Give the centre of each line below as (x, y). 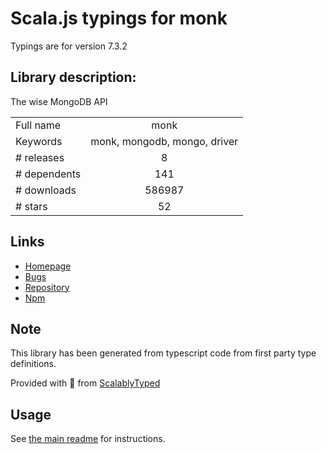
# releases (40, 157)
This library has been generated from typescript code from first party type (163, 353)
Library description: (73, 77)
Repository (47, 287)
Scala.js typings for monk (119, 18)
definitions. (33, 364)
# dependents (48, 174)
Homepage (48, 266)
